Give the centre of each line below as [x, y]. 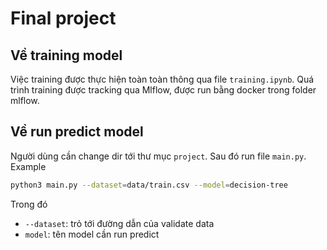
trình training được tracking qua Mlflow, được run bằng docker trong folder [163, 90]
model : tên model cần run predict [92, 234]
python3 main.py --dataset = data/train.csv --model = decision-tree [149, 185]
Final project [63, 18]
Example [28, 166]
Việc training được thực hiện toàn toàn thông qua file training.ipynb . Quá [162, 79]
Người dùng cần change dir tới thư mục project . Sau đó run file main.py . [158, 156]
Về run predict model [77, 132]
